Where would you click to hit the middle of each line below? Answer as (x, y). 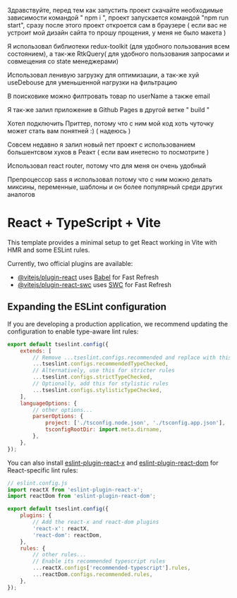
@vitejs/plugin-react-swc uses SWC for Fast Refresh (94, 284)
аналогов (21, 194)
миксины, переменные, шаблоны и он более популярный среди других (115, 187)
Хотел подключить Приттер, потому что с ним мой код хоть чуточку (110, 123)
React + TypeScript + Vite (84, 223)
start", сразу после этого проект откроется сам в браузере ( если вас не (117, 25)
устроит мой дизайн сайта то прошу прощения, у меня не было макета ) (117, 32)
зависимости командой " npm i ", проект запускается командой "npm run (118, 18)
